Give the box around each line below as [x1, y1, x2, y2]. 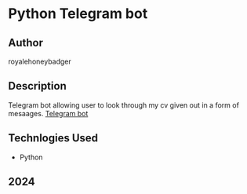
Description [8, 79, 67, 93]
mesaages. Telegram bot [8, 108, 89, 118]
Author [8, 36, 43, 49]
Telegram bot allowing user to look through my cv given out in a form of [8, 100, 239, 110]
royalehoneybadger [8, 57, 72, 66]
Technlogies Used [8, 131, 99, 145]
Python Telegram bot [8, 5, 148, 23]
